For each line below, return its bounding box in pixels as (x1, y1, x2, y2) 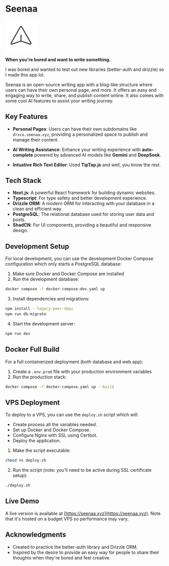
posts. (12, 216, 26, 223)
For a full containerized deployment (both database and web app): (5, 358, 143, 365)
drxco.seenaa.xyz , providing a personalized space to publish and (12, 131, 148, 137)
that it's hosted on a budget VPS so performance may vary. (5, 515, 129, 522)
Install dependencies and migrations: (12, 296, 90, 302)
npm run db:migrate (5, 312, 47, 317)
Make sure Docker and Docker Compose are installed (12, 271, 124, 277)
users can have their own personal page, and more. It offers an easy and (5, 87, 157, 93)
